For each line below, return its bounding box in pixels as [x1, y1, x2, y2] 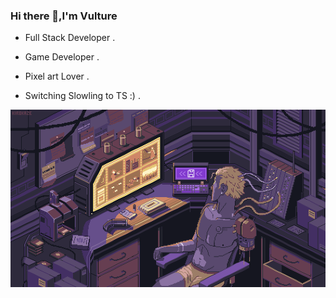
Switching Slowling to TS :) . [24, 90, 141, 102]
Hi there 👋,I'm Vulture [10, 9, 118, 23]
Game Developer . [24, 51, 100, 63]
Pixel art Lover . [24, 70, 90, 83]
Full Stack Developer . [24, 32, 116, 44]
